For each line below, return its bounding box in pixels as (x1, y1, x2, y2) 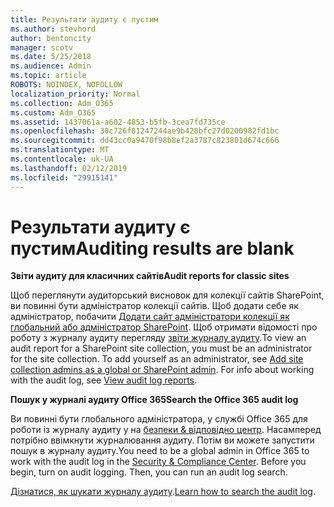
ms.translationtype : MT (10, 145, 110, 155)
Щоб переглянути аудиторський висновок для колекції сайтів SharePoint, (10, 289, 325, 301)
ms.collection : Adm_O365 (10, 98, 114, 108)
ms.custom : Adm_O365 (10, 107, 97, 118)
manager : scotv (10, 42, 74, 53)
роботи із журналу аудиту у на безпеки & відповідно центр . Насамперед (10, 424, 322, 436)
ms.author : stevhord (10, 24, 97, 34)
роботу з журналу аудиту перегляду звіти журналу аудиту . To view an (10, 332, 307, 344)
